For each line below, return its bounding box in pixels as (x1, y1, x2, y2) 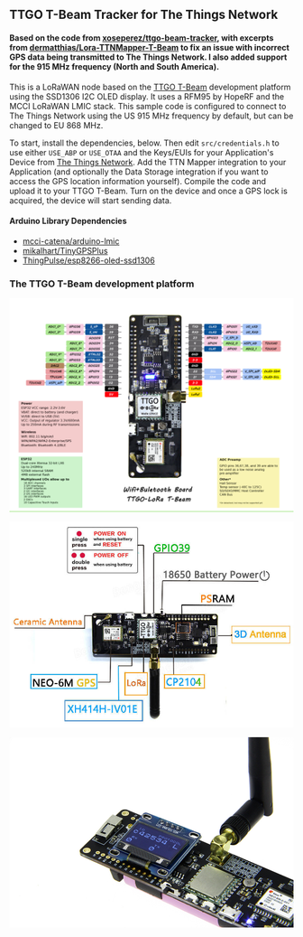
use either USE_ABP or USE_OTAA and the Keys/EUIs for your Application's (9, 146, 274, 157)
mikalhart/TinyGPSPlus (22, 245, 108, 256)
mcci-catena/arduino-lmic (22, 235, 120, 247)
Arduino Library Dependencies (9, 216, 128, 227)
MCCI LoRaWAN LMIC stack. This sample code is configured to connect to (9, 100, 287, 111)
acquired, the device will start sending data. (9, 194, 172, 206)
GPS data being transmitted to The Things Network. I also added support (9, 52, 288, 62)
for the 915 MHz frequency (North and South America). (9, 61, 219, 71)
